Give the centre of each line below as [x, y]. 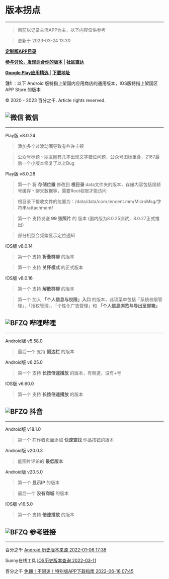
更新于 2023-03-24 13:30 [44, 40]
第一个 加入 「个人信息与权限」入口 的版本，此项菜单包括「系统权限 [88, 299]
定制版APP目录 [21, 51]
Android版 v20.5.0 [24, 472]
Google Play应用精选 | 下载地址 [38, 72]
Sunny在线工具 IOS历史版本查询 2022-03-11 [51, 560]
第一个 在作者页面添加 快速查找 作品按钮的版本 [66, 440]
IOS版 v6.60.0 [20, 383]
